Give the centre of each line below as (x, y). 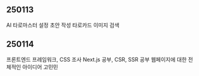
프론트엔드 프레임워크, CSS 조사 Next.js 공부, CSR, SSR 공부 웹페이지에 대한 (96, 59)
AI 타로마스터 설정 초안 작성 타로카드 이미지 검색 (63, 25)
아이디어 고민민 (40, 67)
